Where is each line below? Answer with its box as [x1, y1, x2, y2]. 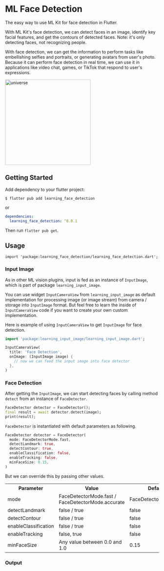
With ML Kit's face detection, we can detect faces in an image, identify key [5, 29, 156, 35]
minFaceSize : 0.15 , [9, 460, 49, 465]
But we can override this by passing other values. [5, 473, 105, 479]
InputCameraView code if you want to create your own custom [5, 307, 128, 313]
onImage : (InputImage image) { [9, 354, 73, 360]
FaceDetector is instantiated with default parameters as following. [5, 423, 137, 429]
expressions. [5, 69, 31, 75]
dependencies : [5, 214, 34, 219]
